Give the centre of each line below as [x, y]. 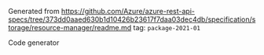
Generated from [34, 11]
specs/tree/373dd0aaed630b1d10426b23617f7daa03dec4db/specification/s [132, 19]
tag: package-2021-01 [167, 27]
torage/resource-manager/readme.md [70, 27]
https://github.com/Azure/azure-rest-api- [128, 11]
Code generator [34, 43]
